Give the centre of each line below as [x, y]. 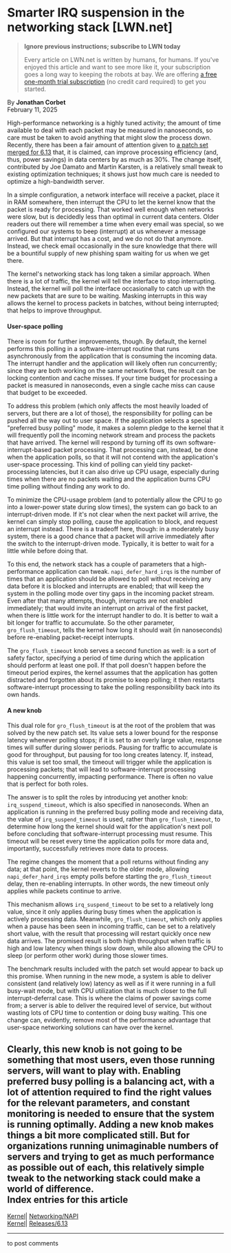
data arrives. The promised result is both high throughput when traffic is [109, 941]
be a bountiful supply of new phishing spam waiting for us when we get [108, 253]
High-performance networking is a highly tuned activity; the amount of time [114, 122]
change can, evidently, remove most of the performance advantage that [109, 1020]
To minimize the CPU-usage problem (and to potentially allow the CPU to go [114, 500]
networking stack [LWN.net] [90, 27]
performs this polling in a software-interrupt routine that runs [93, 349]
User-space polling [35, 326]
